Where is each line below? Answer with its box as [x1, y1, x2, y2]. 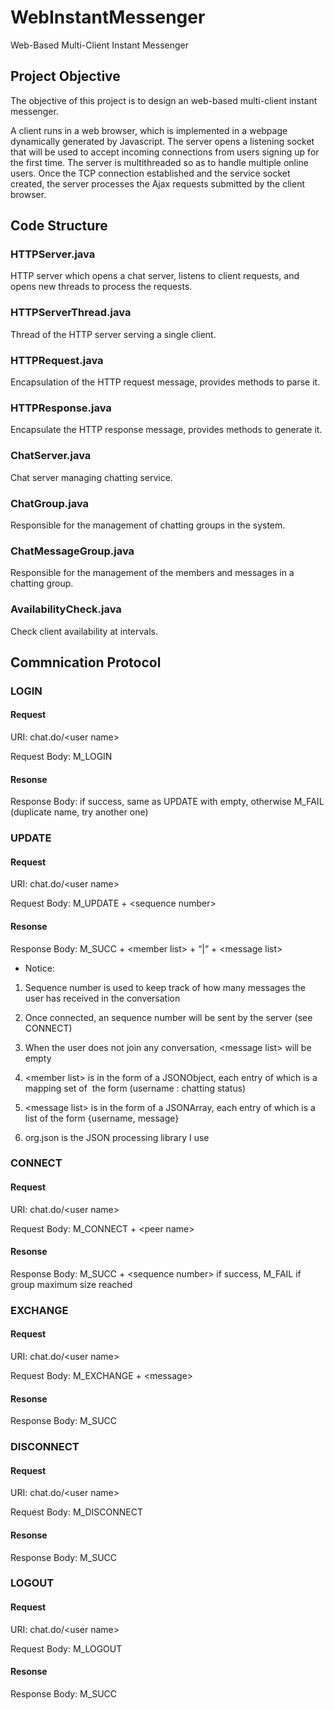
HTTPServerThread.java [10, 306, 132, 320]
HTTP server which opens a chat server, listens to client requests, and [10, 270, 300, 282]
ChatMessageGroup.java [10, 544, 135, 558]
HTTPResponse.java [10, 401, 112, 415]
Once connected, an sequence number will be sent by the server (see [24, 1011, 313, 1023]
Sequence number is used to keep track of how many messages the [24, 981, 306, 993]
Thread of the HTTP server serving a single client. [10, 328, 217, 340]
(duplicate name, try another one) [10, 806, 149, 818]
